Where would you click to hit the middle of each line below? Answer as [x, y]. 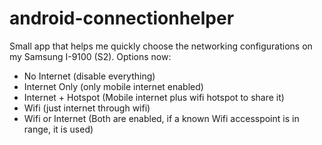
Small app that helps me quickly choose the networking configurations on [161, 46]
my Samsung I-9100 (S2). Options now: [90, 56]
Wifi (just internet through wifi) [87, 108]
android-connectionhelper [122, 18]
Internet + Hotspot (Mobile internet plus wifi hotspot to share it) [154, 97]
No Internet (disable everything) [89, 76]
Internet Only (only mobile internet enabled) [113, 86]
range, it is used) [58, 129]
